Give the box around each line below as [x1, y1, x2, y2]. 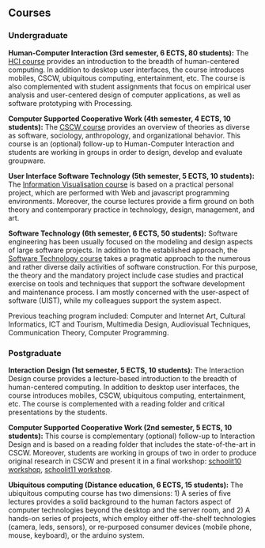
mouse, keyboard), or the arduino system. [8, 530, 145, 540]
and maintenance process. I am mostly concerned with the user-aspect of [8, 287, 250, 297]
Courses [8, 6, 51, 20]
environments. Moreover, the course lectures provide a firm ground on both [8, 196, 255, 206]
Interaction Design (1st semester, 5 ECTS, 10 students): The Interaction [8, 365, 244, 375]
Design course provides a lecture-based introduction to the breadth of [8, 373, 237, 383]
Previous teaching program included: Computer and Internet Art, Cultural [8, 311, 246, 320]
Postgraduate [8, 347, 62, 358]
